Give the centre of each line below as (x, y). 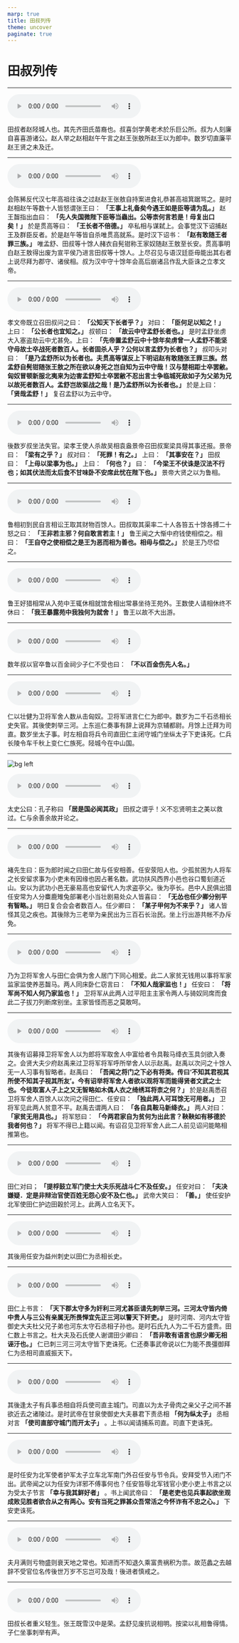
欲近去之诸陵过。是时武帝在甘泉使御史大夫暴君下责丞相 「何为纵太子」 (111, 1414)
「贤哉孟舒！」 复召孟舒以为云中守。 (61, 394)
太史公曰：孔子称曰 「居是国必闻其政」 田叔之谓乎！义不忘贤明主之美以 (112, 809)
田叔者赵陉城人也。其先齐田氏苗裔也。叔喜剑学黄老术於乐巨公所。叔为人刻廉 (119, 130)
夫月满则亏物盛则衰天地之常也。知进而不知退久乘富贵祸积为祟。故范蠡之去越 (119, 1563)
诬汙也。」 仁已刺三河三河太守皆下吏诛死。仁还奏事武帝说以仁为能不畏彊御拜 (119, 1344)
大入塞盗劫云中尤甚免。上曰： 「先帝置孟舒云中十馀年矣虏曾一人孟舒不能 (114, 340)
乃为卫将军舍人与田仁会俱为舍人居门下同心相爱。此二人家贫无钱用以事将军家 (119, 976)
